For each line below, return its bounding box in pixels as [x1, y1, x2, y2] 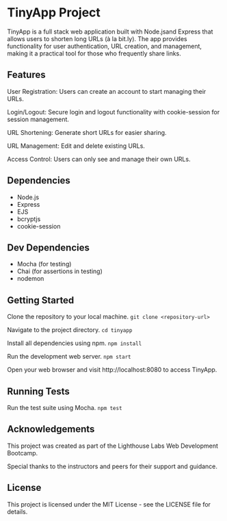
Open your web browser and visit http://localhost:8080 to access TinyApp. [7, 366, 217, 374]
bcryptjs [16, 214, 41, 223]
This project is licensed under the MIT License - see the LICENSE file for [7, 500, 211, 508]
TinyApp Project [7, 5, 101, 21]
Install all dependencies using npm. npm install [7, 339, 142, 347]
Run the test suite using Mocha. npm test [7, 404, 122, 411]
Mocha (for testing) [16, 260, 72, 268]
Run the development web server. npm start [7, 353, 131, 361]
